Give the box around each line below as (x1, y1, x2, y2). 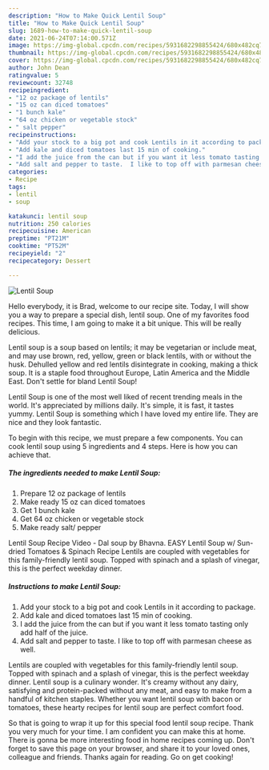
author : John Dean (8, 64, 70, 72)
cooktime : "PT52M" (8, 242, 70, 251)
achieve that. (8, 450, 51, 459)
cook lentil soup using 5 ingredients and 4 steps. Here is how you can (8, 441, 239, 451)
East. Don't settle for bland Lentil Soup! (8, 376, 138, 386)
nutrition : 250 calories (8, 219, 91, 228)
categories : (8, 168, 48, 176)
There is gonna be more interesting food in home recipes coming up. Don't (8, 735, 255, 744)
